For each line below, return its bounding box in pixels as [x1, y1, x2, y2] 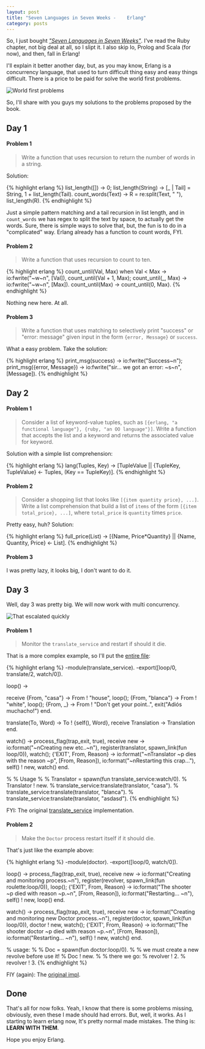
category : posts [6, 20, 48, 26]
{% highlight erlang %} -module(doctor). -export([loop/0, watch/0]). [6, 858, 178, 865]
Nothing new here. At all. [6, 299, 69, 307]
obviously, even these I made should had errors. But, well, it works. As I [6, 1011, 187, 1018]
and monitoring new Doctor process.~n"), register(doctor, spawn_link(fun [6, 914, 192, 922]
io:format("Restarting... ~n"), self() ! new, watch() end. [6, 934, 143, 941]
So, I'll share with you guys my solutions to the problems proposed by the [6, 99, 192, 106]
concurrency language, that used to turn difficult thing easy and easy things [6, 69, 198, 76]
